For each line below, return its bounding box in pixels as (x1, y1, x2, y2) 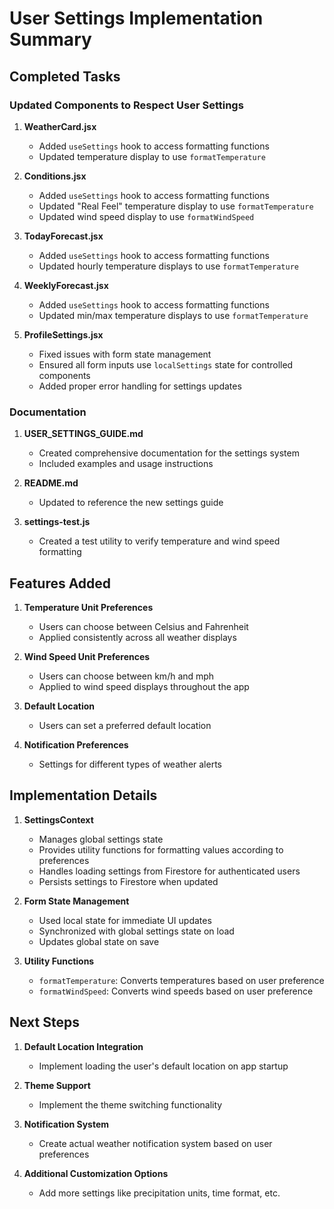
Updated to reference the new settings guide (38, 497, 224, 509)
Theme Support (23, 1079, 91, 1091)
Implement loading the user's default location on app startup (38, 1060, 289, 1072)
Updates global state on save (38, 935, 160, 947)
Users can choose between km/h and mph (38, 670, 215, 682)
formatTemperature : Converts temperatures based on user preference (38, 974, 325, 986)
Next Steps (9, 1014, 80, 1031)
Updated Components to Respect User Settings (9, 98, 244, 112)
